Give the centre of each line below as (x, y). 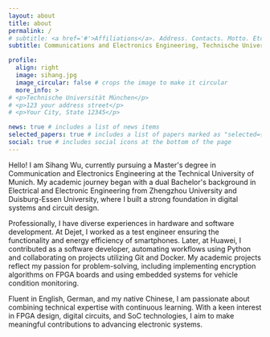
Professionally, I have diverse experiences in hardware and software (121, 223)
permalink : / (30, 31)
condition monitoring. (44, 283)
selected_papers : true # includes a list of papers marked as (115, 135)
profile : (23, 60)
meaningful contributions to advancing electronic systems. (106, 324)
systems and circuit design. (54, 208)
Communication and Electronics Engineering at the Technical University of (131, 173)
